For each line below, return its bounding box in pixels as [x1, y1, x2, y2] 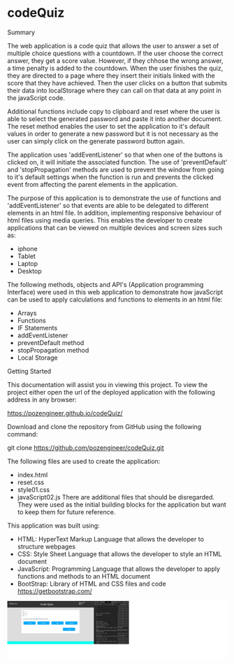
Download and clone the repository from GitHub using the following [7, 422, 202, 431]
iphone [17, 244, 38, 253]
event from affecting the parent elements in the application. [7, 180, 178, 188]
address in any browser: [7, 395, 77, 404]
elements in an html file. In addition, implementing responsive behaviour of [7, 209, 222, 217]
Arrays [17, 309, 37, 317]
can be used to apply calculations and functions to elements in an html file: [7, 295, 223, 304]
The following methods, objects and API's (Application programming [7, 280, 204, 288]
